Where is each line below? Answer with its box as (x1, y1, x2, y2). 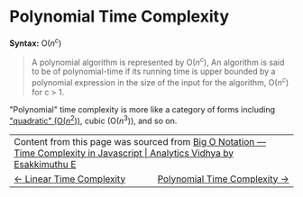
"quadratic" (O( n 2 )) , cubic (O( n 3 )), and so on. (9, 113, 178, 126)
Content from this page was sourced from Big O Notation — (14, 135, 267, 148)
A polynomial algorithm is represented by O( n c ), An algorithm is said (31, 55, 285, 67)
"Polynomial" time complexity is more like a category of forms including (9, 103, 275, 114)
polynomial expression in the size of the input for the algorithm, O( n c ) (31, 76, 289, 87)
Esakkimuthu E (14, 157, 77, 170)
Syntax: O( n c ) (9, 36, 62, 49)
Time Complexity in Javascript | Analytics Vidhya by (14, 147, 234, 159)
